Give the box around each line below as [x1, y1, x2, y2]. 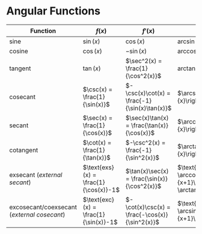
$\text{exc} [82, 196, 114, 204]
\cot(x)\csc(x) [125, 203, 165, 211]
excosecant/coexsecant [9, 203, 77, 211]
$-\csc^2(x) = [125, 139, 166, 147]
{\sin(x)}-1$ [82, 218, 118, 226]
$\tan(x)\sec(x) [125, 167, 170, 175]
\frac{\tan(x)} [131, 121, 168, 130]
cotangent [9, 146, 38, 154]
